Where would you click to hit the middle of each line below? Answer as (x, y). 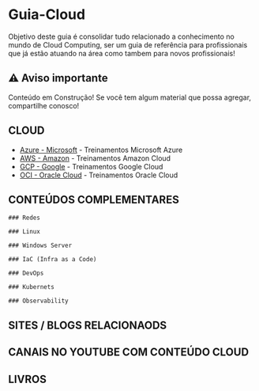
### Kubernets (32, 287)
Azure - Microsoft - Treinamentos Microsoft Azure (101, 150)
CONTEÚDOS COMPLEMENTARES (94, 199)
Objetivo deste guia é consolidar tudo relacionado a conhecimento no (121, 36)
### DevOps (26, 273)
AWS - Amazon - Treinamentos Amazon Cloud (95, 158)
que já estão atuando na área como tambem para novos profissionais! (122, 53)
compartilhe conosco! (44, 105)
